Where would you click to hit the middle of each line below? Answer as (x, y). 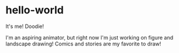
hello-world (35, 10)
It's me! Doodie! (25, 26)
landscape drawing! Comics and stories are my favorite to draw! (84, 44)
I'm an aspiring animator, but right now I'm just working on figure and (89, 37)
